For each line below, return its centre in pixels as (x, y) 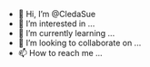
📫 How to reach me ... (60, 53)
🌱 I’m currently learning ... (66, 33)
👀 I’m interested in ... (56, 24)
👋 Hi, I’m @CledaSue (57, 14)
